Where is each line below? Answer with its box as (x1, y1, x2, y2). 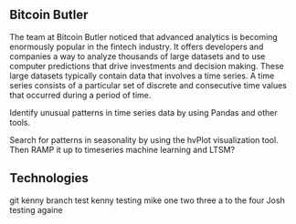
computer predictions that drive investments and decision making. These (9, 60, 285, 71)
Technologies (9, 170, 90, 186)
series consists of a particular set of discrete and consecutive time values (9, 79, 288, 90)
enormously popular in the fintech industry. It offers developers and (9, 41, 264, 52)
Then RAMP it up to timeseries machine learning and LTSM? (9, 144, 236, 155)
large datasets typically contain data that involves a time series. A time (9, 70, 275, 81)
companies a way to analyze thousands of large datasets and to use (9, 50, 266, 62)
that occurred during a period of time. (9, 89, 152, 100)
